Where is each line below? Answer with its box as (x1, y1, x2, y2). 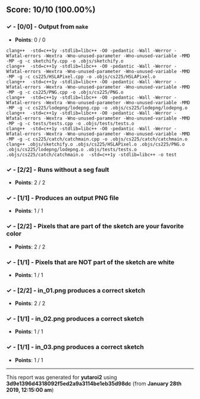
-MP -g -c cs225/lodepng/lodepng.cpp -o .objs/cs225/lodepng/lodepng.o (6, 105, 187, 111)
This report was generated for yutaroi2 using (6, 373, 117, 381)
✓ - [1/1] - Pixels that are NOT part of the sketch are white (6, 258, 174, 266)
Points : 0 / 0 (14, 36, 46, 43)
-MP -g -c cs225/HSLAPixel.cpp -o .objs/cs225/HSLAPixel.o (6, 74, 156, 80)
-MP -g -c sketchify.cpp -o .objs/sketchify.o (6, 58, 124, 64)
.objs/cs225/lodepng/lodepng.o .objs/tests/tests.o (6, 146, 137, 152)
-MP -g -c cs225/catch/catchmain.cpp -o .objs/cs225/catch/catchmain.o (6, 136, 187, 142)
